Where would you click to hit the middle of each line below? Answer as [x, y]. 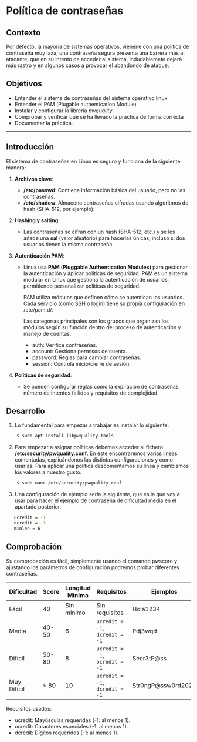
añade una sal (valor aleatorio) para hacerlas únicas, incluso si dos [104, 238]
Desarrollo [26, 411]
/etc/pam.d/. [38, 309]
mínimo [76, 613]
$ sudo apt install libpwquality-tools [65, 436]
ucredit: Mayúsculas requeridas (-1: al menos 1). [72, 720]
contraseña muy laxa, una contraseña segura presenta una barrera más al [95, 53]
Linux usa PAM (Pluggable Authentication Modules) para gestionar [106, 267]
